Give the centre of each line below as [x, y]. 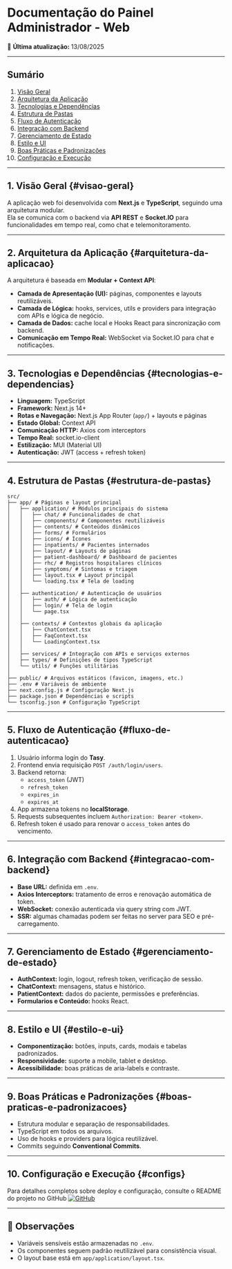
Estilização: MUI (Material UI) [59, 445]
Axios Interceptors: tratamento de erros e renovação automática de [114, 894]
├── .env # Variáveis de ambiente [57, 684]
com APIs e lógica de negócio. [60, 316]
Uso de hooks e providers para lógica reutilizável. [88, 1139]
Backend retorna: [42, 772]
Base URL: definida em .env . [58, 886]
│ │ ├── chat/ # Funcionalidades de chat [74, 515]
